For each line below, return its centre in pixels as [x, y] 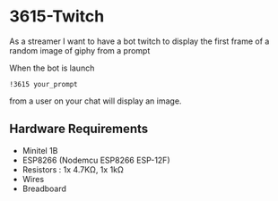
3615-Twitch [57, 17]
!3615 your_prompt [43, 84]
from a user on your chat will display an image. [96, 101]
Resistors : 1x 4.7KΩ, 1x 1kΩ [73, 169]
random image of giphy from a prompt [80, 50]
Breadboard [44, 188]
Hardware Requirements [79, 129]
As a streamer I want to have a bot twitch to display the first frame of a [139, 41]
